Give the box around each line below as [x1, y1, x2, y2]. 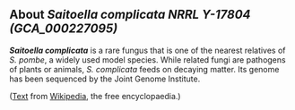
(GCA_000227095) [9, 21, 118, 37]
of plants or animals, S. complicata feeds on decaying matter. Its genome [9, 63, 280, 74]
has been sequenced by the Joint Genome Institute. [9, 73, 201, 84]
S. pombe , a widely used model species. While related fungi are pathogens [9, 54, 286, 65]
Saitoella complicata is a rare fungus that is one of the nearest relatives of [9, 45, 286, 55]
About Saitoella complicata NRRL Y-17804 [9, 7, 251, 22]
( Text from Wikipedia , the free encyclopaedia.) [9, 90, 181, 101]
